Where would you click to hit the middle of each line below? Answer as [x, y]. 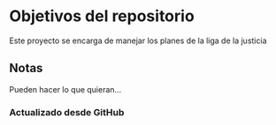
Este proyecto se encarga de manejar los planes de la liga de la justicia [138, 40]
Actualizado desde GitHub [67, 112]
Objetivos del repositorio [102, 16]
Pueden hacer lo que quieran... [65, 89]
